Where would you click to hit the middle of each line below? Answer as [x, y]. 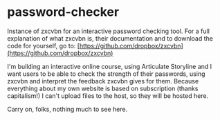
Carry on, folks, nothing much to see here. [67, 109]
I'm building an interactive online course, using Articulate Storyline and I [110, 66]
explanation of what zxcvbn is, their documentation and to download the [110, 38]
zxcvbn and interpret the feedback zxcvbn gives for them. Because [103, 81]
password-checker [63, 12]
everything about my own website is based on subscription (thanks [103, 88]
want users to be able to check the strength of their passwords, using [106, 74]
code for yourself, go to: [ [44, 46]
